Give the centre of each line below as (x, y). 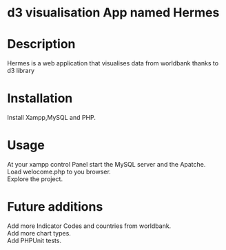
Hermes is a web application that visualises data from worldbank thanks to (113, 63)
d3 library (21, 71)
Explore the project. (35, 179)
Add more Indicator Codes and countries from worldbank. (89, 226)
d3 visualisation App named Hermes (113, 13)
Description (41, 44)
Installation (40, 98)
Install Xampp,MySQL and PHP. (52, 118)
